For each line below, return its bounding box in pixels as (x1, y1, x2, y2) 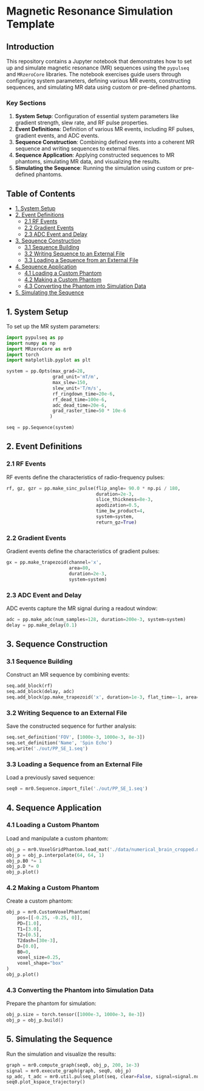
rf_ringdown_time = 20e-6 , (52, 391, 115, 397)
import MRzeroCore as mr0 (6, 346, 72, 352)
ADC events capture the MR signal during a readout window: (6, 605, 158, 612)
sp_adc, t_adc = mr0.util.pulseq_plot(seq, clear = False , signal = (6, 1073, 175, 1079)
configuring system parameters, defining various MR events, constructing (6, 77, 191, 84)
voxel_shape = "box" (17, 960, 64, 967)
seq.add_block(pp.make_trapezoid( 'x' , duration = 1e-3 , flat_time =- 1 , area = (6, 694, 200, 700)
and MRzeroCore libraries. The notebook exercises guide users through (6, 71, 182, 77)
